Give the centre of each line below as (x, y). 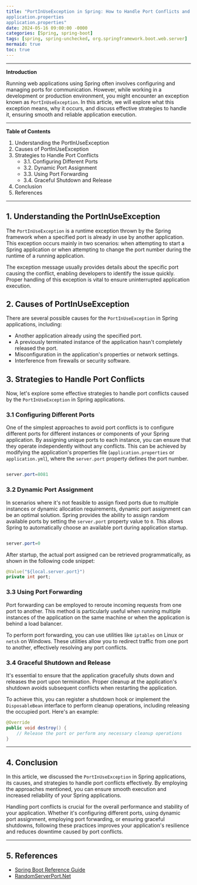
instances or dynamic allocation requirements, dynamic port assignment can (98, 509)
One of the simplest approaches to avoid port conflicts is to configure (90, 428)
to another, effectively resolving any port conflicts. (67, 647)
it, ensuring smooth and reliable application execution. (72, 114)
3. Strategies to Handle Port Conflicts (76, 379)
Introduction (21, 72)
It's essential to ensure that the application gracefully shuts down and (90, 675)
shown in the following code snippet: (50, 560)
